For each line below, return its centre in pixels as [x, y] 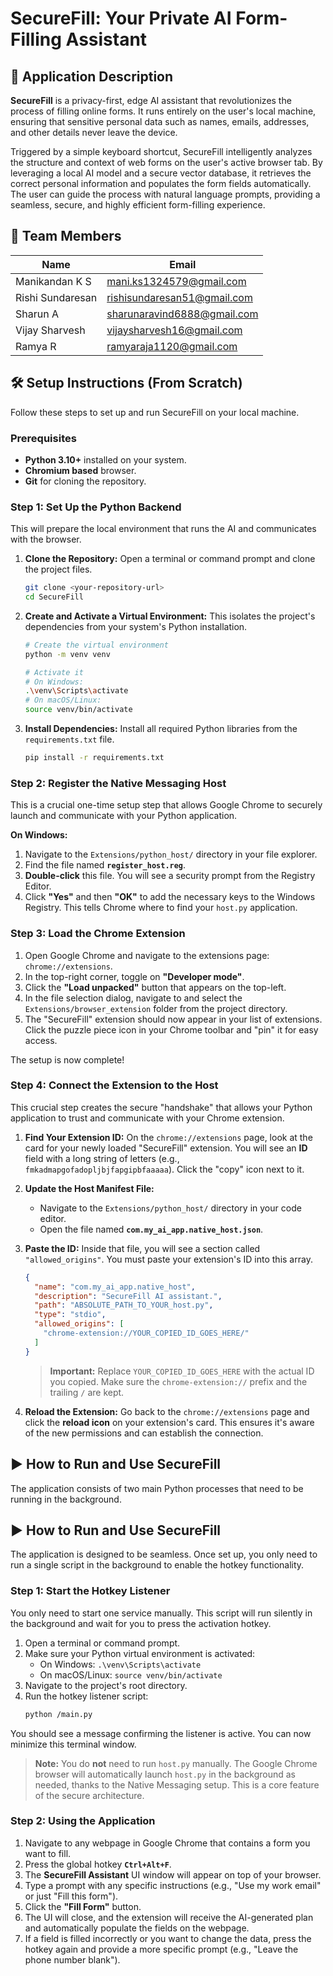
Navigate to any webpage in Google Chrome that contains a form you [167, 1843]
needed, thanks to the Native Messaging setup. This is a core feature [177, 1784]
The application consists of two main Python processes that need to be [157, 1488]
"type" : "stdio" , [70, 1315]
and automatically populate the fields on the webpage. [137, 1928]
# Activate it [54, 672]
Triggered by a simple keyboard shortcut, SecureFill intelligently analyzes [161, 151]
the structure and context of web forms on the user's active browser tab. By [166, 162]
